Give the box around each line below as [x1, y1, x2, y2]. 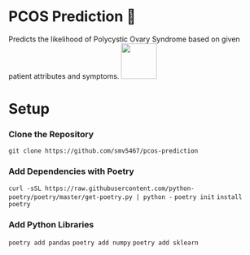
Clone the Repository [8, 129, 94, 140]
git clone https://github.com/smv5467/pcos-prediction [8, 147, 199, 155]
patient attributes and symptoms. [8, 71, 120, 80]
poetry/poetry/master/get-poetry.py [8, 192, 133, 201]
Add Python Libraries [8, 218, 94, 230]
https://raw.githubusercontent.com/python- [44, 184, 195, 192]
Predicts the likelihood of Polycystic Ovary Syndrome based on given [8, 34, 240, 44]
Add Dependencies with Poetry [8, 166, 134, 177]
